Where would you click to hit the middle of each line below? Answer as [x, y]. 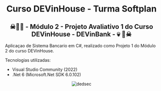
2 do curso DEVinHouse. [30, 51]
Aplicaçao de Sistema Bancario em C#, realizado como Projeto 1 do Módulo [80, 46]
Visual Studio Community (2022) [45, 69]
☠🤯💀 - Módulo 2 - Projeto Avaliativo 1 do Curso [81, 27]
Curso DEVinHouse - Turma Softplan [81, 9]
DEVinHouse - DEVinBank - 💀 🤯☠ [81, 34]
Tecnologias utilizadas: [28, 60]
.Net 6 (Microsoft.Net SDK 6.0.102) [47, 75]
